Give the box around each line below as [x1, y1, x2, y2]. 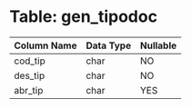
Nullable [139, 39, 177, 52]
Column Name [14, 39, 77, 52]
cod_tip [14, 54, 45, 67]
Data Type [85, 39, 132, 52]
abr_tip [14, 83, 44, 96]
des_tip [14, 69, 45, 82]
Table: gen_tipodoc [9, 6, 157, 27]
